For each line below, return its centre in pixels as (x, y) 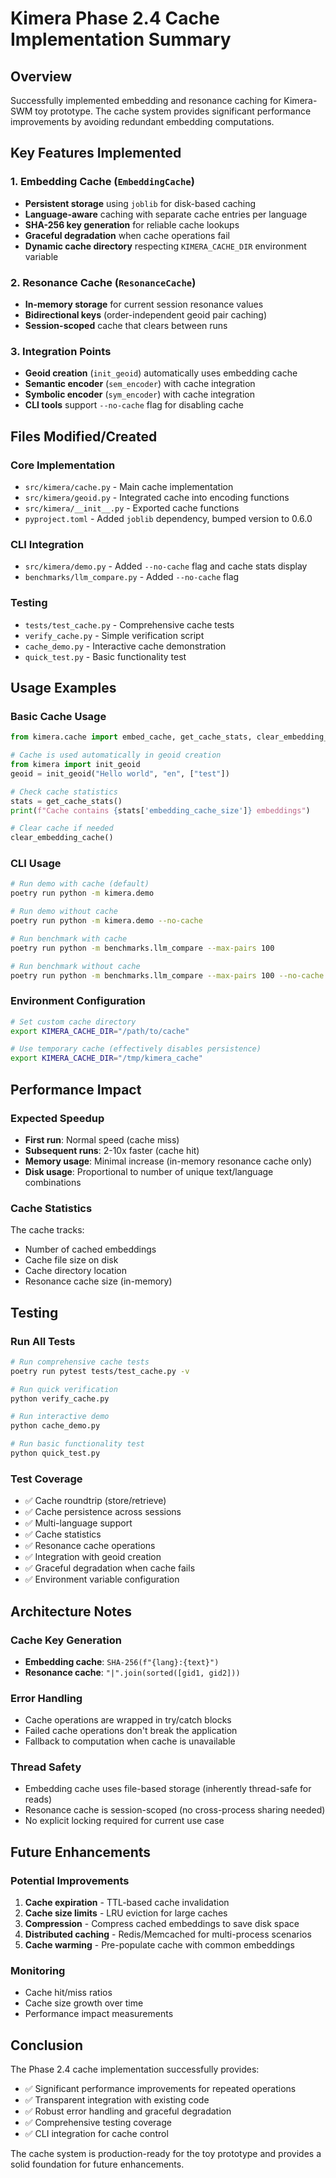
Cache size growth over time (84, 2003)
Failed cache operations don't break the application (131, 1731)
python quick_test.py (55, 1453)
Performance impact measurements (99, 2014)
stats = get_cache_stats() (66, 801)
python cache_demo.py (55, 1426)
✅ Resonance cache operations (90, 1546)
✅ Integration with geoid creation (93, 1557)
